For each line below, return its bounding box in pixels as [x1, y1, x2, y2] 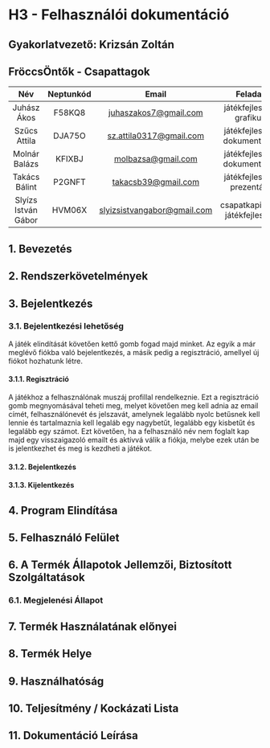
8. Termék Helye [8, 647, 92, 660]
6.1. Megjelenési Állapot [8, 595, 104, 606]
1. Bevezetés [8, 242, 72, 255]
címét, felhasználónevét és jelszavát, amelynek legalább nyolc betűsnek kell [8, 410, 260, 419]
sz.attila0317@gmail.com [107, 130, 205, 141]
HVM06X [51, 205, 88, 216]
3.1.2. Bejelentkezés [8, 462, 76, 472]
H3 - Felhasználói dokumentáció [8, 6, 230, 24]
